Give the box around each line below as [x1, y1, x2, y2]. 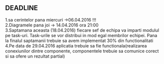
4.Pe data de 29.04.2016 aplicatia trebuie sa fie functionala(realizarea [5, 43, 147, 48]
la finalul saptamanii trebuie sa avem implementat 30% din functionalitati [5, 38, 154, 43]
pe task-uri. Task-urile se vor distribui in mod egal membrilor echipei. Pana [5, 32, 158, 38]
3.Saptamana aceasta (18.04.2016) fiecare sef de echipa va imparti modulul [5, 27, 160, 33]
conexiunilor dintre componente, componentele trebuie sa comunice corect [5, 48, 159, 54]
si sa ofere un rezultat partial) [5, 53, 65, 59]
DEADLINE [5, 4, 38, 12]
